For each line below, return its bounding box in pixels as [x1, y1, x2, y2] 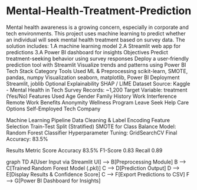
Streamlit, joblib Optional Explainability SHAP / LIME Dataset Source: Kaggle [6, 80, 191, 87]
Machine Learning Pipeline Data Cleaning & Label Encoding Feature [6, 116, 170, 123]
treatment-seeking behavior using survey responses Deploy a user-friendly [6, 55, 189, 62]
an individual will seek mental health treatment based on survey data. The [6, 36, 185, 43]
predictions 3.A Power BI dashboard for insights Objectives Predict [6, 48, 168, 55]
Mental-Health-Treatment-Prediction [6, 4, 192, 18]
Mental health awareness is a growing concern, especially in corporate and [6, 24, 189, 31]
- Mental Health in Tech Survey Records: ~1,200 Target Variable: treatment [6, 86, 188, 93]
